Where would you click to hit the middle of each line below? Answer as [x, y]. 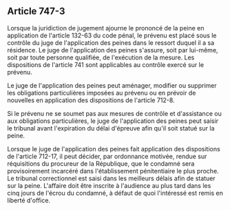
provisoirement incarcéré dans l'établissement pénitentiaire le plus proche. [113, 171]
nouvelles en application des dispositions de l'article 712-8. [91, 100]
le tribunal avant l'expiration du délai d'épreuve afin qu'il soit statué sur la [111, 128]
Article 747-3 [36, 11]
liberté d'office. [29, 200]
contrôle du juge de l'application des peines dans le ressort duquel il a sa [111, 42]
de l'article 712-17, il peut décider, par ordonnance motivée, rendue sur [107, 156]
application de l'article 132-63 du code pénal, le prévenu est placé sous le [112, 35]
